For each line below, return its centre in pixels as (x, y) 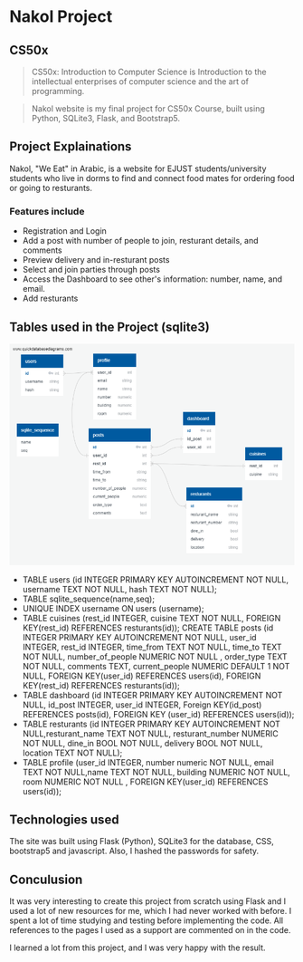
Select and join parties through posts (91, 270)
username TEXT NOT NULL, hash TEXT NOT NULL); (119, 589)
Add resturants (50, 298)
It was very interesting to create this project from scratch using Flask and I (148, 901)
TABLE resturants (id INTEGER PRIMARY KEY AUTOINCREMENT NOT (151, 724)
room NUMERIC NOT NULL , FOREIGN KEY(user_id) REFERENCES (145, 782)
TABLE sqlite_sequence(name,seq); (89, 599)
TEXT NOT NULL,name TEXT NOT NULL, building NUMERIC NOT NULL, (156, 772)
